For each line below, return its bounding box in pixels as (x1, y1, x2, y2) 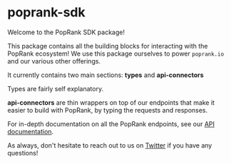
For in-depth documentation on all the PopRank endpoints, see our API (7, 119, 215, 128)
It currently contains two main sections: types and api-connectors (7, 71, 205, 79)
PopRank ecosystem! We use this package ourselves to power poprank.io (7, 49, 225, 58)
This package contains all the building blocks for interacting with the (7, 41, 208, 50)
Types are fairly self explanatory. (7, 84, 104, 93)
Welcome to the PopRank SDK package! (7, 28, 125, 36)
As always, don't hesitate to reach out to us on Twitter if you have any (7, 140, 212, 150)
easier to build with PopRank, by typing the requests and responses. (7, 106, 208, 114)
